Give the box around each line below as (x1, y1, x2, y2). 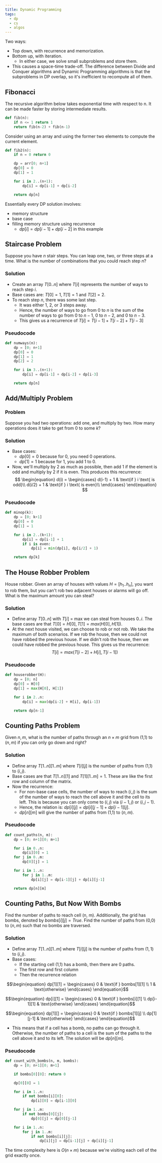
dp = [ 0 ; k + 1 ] (14, 515, 42, 519)
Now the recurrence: (12, 784, 54, 789)
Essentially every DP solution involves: (5, 201, 82, 207)
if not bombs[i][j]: (30, 1134, 73, 1139)
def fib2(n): (5, 148, 31, 153)
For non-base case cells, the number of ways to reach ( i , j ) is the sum (19, 788, 157, 794)
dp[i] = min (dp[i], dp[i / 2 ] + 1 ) (30, 546, 98, 551)
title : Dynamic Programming (5, 7, 62, 12)
